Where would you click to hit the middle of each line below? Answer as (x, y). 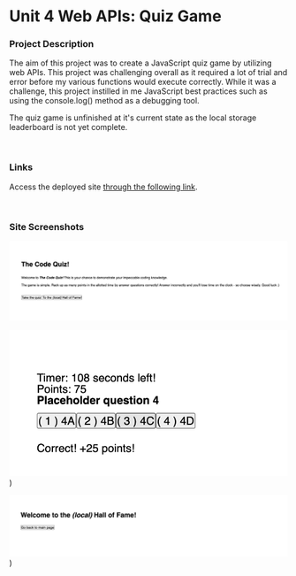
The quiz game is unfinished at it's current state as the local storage (133, 118)
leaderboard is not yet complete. (68, 127)
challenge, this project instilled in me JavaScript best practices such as (138, 91)
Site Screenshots (47, 227)
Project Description (52, 44)
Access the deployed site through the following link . (103, 187)
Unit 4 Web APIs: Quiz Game (116, 16)
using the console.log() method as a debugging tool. (105, 101)
